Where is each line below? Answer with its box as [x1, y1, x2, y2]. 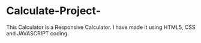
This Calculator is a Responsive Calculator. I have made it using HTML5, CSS [6, 24, 196, 31]
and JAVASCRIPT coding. [6, 29, 69, 37]
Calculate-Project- [6, 4, 101, 18]
